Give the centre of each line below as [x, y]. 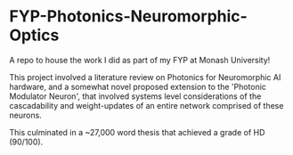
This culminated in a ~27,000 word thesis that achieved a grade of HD [137, 132]
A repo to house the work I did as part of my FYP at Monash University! [140, 60]
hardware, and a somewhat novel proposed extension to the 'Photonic [138, 86]
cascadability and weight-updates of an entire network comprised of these [146, 105]
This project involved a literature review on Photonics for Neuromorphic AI [145, 77]
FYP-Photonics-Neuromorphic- [128, 16]
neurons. [25, 115]
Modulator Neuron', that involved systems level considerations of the [135, 96]
